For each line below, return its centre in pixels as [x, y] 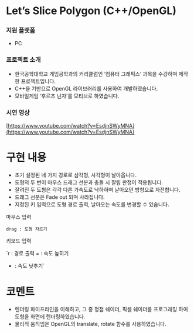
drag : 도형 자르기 [27, 229]
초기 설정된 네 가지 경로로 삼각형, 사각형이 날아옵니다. [75, 175]
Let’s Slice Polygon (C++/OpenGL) [91, 11]
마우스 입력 [19, 217]
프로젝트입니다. [38, 81]
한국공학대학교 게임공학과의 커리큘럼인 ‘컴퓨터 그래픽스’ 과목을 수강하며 [96, 74]
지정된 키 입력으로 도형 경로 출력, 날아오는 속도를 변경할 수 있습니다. [92, 205]
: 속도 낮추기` [30, 266]
